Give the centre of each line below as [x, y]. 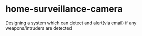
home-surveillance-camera [64, 9]
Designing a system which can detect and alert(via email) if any [71, 23]
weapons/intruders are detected [39, 28]
